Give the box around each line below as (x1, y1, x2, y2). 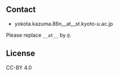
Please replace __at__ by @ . (6, 32, 71, 39)
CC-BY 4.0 (6, 64, 32, 71)
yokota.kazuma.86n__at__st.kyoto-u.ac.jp (14, 20, 113, 27)
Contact (6, 5, 36, 15)
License (6, 49, 35, 58)
